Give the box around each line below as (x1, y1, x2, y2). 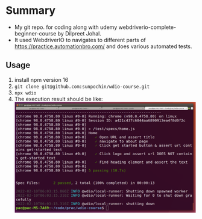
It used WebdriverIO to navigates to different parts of (14, 36, 146, 43)
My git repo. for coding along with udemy (14, 23, 118, 31)
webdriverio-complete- (118, 23, 176, 31)
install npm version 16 (14, 76, 69, 83)
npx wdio (14, 90, 37, 96)
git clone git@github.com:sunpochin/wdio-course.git (14, 84, 150, 90)
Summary (5, 4, 55, 17)
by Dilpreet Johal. (57, 29, 102, 37)
